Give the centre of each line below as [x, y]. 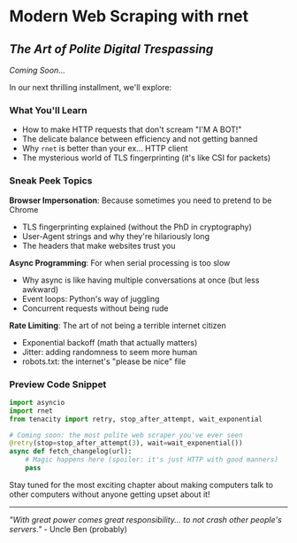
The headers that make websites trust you [99, 245]
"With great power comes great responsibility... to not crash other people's [146, 519]
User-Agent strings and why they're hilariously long [116, 236]
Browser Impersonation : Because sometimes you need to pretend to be [141, 200]
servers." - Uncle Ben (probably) [69, 529]
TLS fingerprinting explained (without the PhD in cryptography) [137, 227]
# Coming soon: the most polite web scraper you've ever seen [126, 435]
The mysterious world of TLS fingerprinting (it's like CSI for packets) [146, 158]
